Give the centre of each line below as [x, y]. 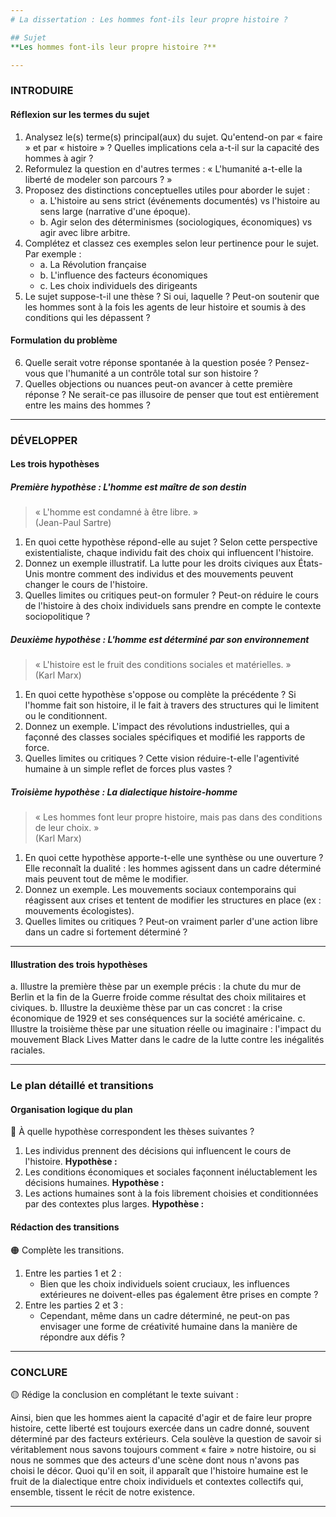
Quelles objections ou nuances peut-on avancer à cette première [158, 383]
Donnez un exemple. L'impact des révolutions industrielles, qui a [157, 727]
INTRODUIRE [42, 91]
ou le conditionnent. [66, 716]
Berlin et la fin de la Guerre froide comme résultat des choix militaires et [158, 997]
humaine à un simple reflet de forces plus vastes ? [128, 769]
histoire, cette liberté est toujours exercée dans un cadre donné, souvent [160, 1428]
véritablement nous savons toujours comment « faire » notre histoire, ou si [163, 1449]
